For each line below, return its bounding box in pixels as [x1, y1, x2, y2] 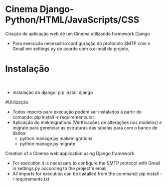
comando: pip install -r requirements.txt [12, 114, 94, 120]
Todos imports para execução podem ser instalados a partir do [12, 108, 142, 114]
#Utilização [5, 99, 29, 105]
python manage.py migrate [19, 140, 76, 146]
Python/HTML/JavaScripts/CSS [5, 14, 140, 25]
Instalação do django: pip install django [12, 89, 93, 95]
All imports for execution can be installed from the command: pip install [12, 170, 159, 176]
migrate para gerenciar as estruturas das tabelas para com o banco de [12, 124, 158, 130]
